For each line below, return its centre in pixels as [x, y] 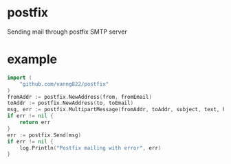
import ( [20, 78]
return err [35, 122]
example [32, 59]
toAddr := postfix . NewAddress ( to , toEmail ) [70, 103]
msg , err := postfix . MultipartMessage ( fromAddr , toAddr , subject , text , [113, 110]
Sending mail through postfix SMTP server [67, 32]
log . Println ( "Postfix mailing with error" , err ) [90, 148]
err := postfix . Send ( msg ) [44, 135]
